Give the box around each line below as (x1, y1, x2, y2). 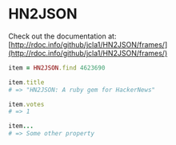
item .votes (8, 100, 45, 108)
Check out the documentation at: (8, 31, 117, 41)
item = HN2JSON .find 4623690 (8, 63, 106, 72)
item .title (8, 78, 45, 87)
